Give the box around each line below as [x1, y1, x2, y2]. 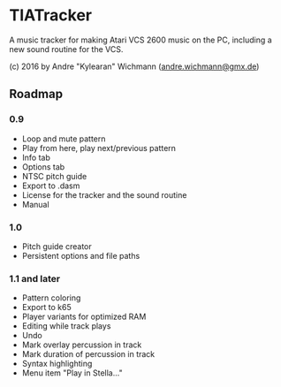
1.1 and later [9, 272, 61, 285]
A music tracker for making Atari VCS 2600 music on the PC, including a [9, 34, 272, 45]
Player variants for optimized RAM [21, 311, 147, 322]
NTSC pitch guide [21, 171, 87, 181]
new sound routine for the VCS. [9, 43, 124, 54]
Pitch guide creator [21, 240, 93, 252]
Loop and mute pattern [21, 133, 106, 144]
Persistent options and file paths [21, 250, 140, 261]
